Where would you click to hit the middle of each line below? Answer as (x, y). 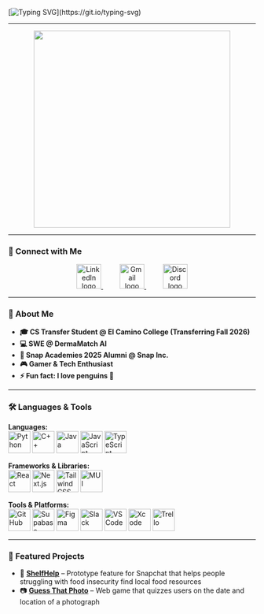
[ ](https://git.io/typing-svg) (75, 12)
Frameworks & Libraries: (49, 466)
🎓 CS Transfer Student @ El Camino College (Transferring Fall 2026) (135, 332)
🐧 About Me (31, 314)
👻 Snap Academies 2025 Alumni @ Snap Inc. (94, 355)
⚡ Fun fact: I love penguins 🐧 (66, 375)
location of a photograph (60, 602)
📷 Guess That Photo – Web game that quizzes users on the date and (132, 590)
